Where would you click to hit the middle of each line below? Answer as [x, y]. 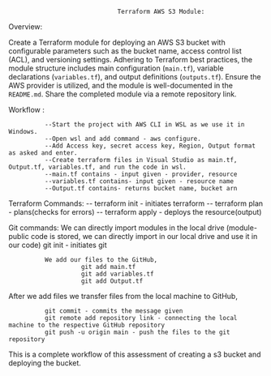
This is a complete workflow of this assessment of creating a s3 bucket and [135, 354]
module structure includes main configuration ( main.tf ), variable [116, 68]
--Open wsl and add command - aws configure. [123, 139]
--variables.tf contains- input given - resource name [139, 182]
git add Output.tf [112, 281]
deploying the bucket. [45, 363]
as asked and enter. [43, 153]
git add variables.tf [117, 274]
